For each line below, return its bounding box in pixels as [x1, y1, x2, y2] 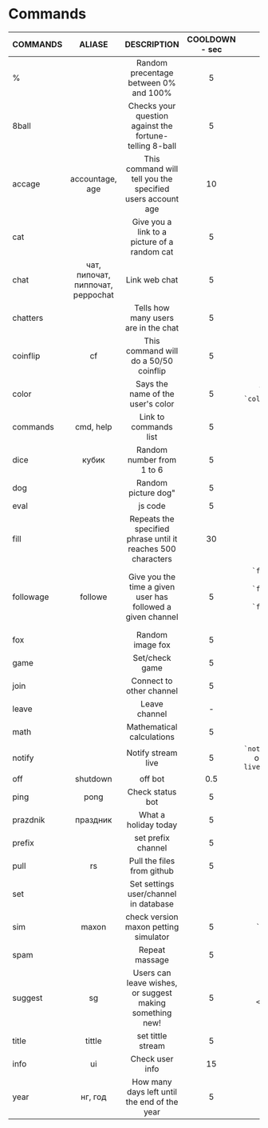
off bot [139, 773, 165, 784]
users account [124, 193, 179, 204]
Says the [135, 378, 169, 389]
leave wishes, [126, 977, 178, 988]
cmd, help [74, 421, 112, 432]
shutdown [74, 773, 112, 784]
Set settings [129, 878, 175, 889]
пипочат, [77, 269, 111, 280]
